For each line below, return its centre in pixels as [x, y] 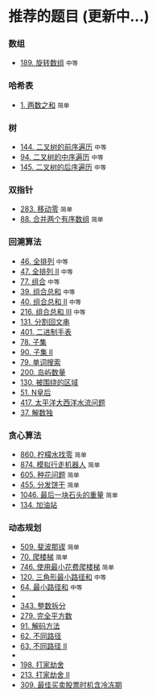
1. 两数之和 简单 [45, 105]
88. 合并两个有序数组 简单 [62, 219]
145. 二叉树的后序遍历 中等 [63, 167]
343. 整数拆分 [43, 606]
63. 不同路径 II [43, 646]
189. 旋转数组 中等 [49, 63]
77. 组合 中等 [40, 281]
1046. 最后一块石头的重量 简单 [69, 495]
